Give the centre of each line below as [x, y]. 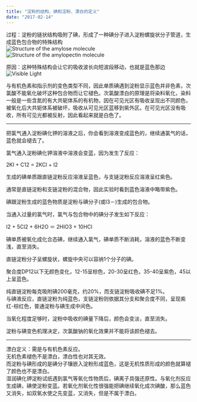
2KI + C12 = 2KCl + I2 [32, 165]
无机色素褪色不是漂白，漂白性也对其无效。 [57, 356]
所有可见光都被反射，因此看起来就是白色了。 [70, 115]
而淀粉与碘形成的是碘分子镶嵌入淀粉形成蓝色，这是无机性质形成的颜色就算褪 [98, 364]
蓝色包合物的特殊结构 [37, 42]
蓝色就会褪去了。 [27, 140]
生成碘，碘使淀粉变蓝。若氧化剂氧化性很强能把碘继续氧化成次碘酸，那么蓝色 [98, 386]
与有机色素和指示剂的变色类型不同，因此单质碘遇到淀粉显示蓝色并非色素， [96, 85]
